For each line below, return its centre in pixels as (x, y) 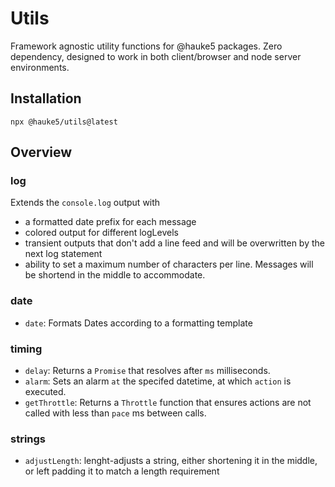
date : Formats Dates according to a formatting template (138, 323)
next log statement (63, 254)
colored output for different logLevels (101, 233)
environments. (40, 67)
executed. (45, 392)
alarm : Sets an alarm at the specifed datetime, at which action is (158, 381)
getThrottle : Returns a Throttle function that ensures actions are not (168, 403)
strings (28, 439)
